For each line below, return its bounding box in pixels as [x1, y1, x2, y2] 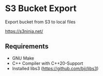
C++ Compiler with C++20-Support [12, 60, 84, 66]
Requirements [5, 42, 49, 51]
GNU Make [12, 55, 34, 61]
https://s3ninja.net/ [5, 28, 43, 34]
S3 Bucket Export [5, 3, 77, 14]
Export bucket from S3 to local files [5, 19, 76, 25]
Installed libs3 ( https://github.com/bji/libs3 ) [12, 65, 99, 71]
